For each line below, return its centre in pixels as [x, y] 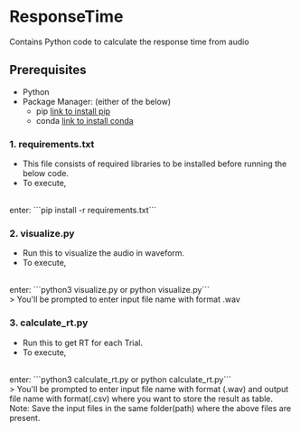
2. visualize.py [42, 233]
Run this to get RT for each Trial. [82, 343]
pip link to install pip [73, 111]
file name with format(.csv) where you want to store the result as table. [141, 399]
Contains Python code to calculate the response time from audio [130, 42]
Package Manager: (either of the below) [97, 101]
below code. [46, 174]
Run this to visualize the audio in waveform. [103, 253]
